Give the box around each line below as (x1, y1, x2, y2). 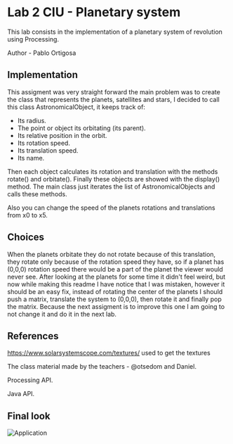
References (7, 330, 59, 342)
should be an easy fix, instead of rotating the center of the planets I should (7, 287, 223, 296)
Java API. (7, 390, 35, 398)
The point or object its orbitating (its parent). (17, 124, 146, 132)
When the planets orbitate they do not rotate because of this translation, (7, 250, 216, 258)
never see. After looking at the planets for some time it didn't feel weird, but (7, 272, 226, 281)
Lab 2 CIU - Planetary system (7, 4, 181, 20)
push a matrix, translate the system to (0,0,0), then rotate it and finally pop (7, 295, 222, 303)
